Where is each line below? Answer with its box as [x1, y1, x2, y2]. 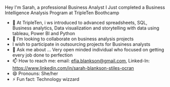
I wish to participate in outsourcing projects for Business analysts [12, 41, 150, 47]
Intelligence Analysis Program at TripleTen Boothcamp [5, 10, 119, 16]
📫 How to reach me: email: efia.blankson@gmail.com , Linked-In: [12, 58, 150, 64]
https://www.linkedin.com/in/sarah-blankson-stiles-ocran [12, 65, 134, 71]
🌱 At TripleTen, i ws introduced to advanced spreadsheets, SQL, [12, 20, 147, 25]
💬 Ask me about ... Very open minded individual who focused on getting [12, 47, 164, 52]
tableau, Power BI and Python [12, 31, 75, 36]
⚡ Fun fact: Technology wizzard [12, 76, 80, 82]
